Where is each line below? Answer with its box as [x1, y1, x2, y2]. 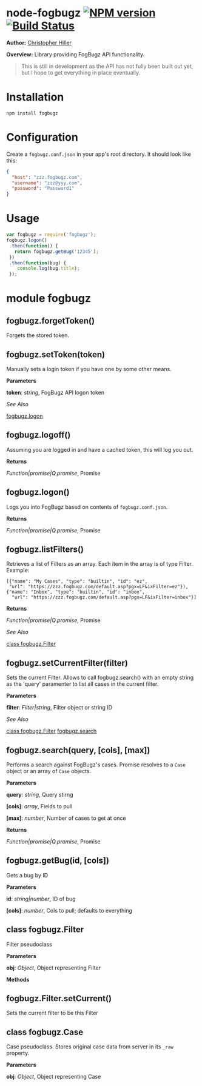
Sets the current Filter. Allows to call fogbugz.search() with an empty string [6, 674, 194, 682]
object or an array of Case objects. [6, 768, 92, 774]
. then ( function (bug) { [8, 260, 67, 266]
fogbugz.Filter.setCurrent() [6, 993, 112, 1004]
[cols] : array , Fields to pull [6, 803, 73, 809]
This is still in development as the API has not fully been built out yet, [21, 62, 194, 70]
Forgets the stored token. [6, 332, 70, 339]
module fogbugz [6, 292, 91, 306]
